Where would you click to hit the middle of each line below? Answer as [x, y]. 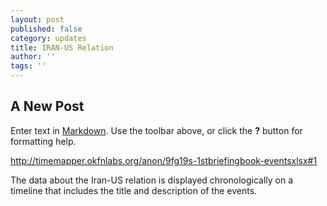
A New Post [47, 106]
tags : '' [28, 66]
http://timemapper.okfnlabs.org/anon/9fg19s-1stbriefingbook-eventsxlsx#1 [164, 160]
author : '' [33, 57]
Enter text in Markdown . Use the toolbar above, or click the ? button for [156, 130]
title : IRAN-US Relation [62, 47]
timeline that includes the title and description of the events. [134, 190]
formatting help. [43, 141]
